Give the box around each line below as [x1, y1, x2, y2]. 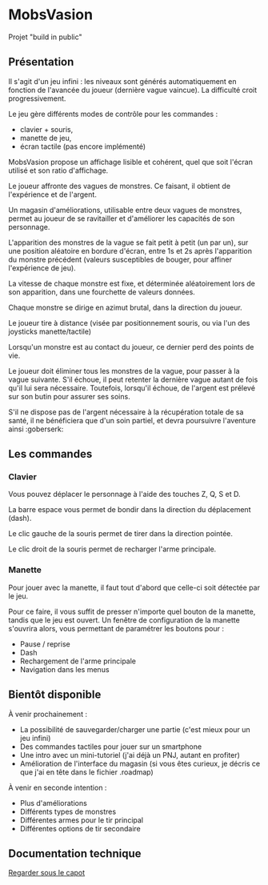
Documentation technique [8, 847, 142, 860]
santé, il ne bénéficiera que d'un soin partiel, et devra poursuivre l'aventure [8, 415, 256, 425]
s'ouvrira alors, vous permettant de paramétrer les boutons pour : [8, 623, 225, 633]
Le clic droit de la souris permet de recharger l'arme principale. [8, 544, 217, 554]
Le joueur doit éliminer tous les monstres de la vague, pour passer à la [8, 366, 240, 375]
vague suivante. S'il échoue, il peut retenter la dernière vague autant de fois [8, 374, 258, 384]
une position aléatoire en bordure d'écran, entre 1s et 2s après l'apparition [8, 246, 252, 255]
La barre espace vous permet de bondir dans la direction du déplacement [8, 505, 251, 515]
